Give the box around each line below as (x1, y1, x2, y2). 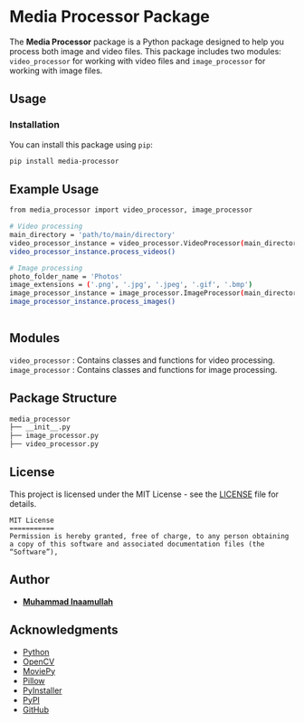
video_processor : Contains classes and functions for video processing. (9, 355, 276, 366)
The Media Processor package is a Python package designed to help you (9, 36, 285, 47)
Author (9, 572, 50, 587)
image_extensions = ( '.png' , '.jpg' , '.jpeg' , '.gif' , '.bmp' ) (9, 281, 253, 290)
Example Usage (9, 181, 100, 196)
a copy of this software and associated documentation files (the (9, 539, 265, 548)
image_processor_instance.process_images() (9, 297, 176, 307)
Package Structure (9, 391, 118, 406)
